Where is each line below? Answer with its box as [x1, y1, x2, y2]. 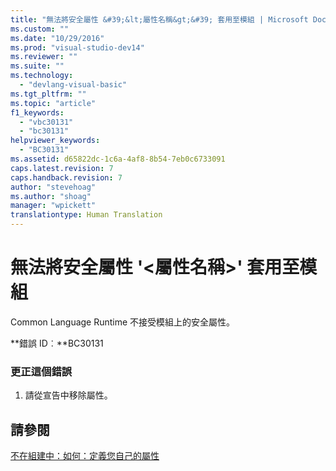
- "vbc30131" [19, 117, 74, 127]
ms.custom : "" [10, 24, 70, 34]
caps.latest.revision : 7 [10, 163, 114, 173]
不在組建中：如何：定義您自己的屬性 [10, 450, 160, 462]
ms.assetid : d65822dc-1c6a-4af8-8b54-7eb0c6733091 [10, 154, 226, 164]
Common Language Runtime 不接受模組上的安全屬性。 [10, 316, 236, 328]
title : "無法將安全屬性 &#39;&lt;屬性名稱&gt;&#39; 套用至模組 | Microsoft [10, 14, 309, 25]
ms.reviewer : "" [10, 52, 78, 62]
